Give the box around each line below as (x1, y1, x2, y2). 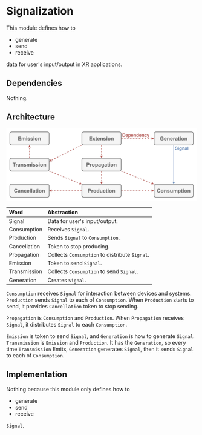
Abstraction (47, 208, 79, 216)
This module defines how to (6, 24, 76, 32)
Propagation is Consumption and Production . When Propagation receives (6, 314, 184, 322)
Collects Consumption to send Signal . (47, 268, 138, 275)
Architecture (6, 112, 56, 122)
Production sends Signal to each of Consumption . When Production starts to (6, 296, 194, 304)
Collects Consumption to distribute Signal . (47, 251, 149, 258)
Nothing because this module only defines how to (6, 385, 130, 393)
